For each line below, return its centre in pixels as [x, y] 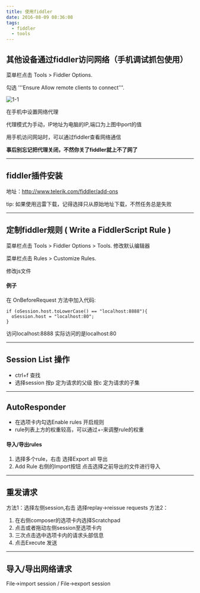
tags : [13, 23]
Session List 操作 [38, 360]
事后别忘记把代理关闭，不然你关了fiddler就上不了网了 [72, 149]
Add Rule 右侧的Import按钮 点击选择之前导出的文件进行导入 [87, 466]
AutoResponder [36, 407]
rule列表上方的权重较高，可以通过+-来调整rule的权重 [79, 430]
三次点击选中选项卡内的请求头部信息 [59, 535]
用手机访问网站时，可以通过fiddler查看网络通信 [64, 137]
